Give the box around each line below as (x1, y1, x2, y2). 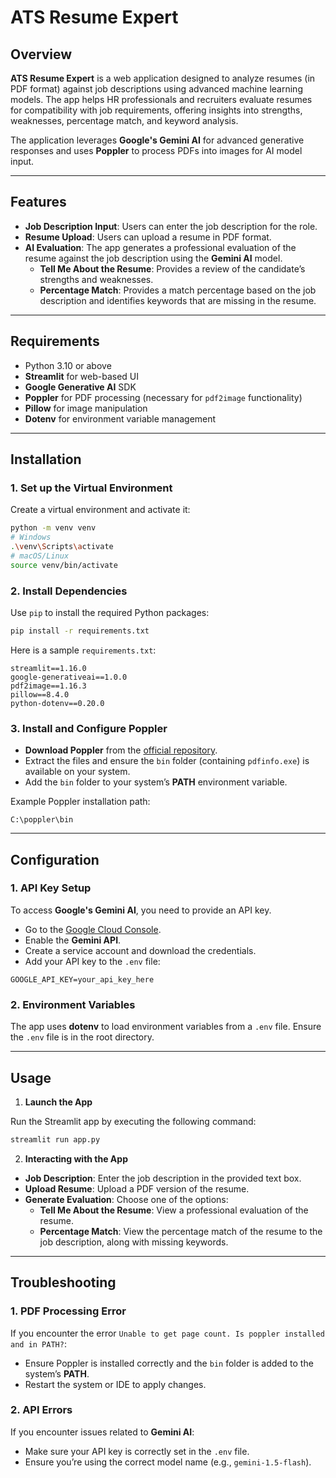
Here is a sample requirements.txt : (10, 644, 157, 656)
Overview (10, 46, 73, 63)
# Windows (10, 532, 52, 543)
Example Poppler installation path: (10, 796, 151, 808)
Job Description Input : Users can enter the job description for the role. (24, 220, 318, 232)
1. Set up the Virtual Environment (10, 481, 173, 495)
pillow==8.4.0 (10, 689, 70, 700)
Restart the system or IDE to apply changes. (24, 1378, 207, 1390)
